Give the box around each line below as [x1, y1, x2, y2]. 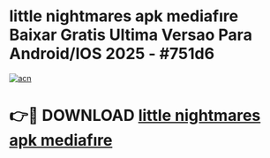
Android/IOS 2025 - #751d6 [9, 44, 214, 64]
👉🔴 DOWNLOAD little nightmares [9, 106, 261, 125]
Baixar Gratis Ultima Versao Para [9, 25, 253, 45]
